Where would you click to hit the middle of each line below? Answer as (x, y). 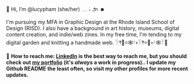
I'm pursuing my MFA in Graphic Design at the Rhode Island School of (91, 22)
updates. (17, 75)
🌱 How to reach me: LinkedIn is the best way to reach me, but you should (96, 56)
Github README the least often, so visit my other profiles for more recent (97, 68)
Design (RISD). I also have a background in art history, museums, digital (93, 28)
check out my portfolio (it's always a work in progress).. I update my (91, 62)
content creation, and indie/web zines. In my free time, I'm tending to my (94, 34)
